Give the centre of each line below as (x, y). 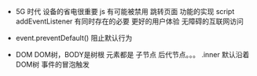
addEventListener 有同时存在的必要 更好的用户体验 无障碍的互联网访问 (129, 21)
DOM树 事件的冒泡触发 (53, 64)
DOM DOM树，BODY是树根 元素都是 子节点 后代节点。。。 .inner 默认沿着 (132, 54)
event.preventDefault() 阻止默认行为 (74, 38)
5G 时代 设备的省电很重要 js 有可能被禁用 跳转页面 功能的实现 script (125, 11)
